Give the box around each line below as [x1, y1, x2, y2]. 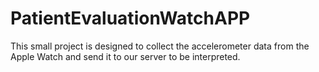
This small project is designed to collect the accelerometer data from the [10, 40, 310, 52]
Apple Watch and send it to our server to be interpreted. [10, 50, 241, 62]
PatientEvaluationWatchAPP [10, 7, 251, 30]
